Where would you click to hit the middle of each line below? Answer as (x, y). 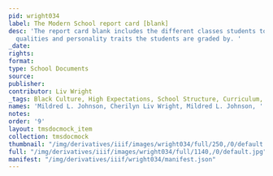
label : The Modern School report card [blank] (89, 24)
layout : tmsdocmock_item (50, 129)
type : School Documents (49, 69)
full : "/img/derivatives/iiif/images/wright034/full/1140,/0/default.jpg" (138, 152)
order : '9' (27, 122)
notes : (19, 114)
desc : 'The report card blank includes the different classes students (132, 31)
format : (22, 62)
